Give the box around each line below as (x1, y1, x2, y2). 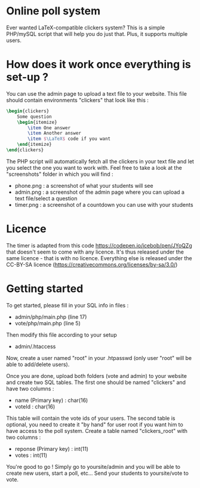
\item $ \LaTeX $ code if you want (27, 136, 111, 142)
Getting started (6, 282, 84, 295)
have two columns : (6, 385, 54, 392)
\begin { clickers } (6, 108, 50, 114)
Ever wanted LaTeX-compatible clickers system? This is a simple (6, 24, 165, 31)
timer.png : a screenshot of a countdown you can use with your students (14, 201, 193, 208)
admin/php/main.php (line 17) (14, 313, 87, 321)
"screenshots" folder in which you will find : (6, 170, 113, 178)
